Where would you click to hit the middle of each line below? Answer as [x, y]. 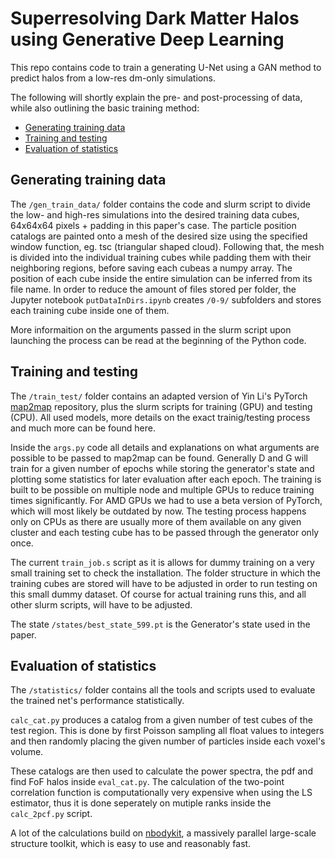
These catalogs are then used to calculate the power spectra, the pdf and [161, 771]
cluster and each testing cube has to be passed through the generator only [165, 532]
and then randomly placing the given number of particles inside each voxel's [168, 741]
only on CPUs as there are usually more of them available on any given [156, 521]
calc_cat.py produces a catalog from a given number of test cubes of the [161, 720]
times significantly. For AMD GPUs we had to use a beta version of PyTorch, [166, 500]
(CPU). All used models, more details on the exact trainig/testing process [160, 417]
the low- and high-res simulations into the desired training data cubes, [155, 214]
